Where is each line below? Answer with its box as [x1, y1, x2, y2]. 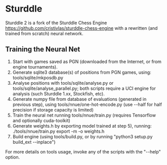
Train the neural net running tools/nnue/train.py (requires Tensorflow [12, 112, 156, 118]
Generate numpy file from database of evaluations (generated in [12, 96, 147, 102]
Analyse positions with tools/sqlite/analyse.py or [12, 80, 114, 86]
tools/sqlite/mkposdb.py [12, 74, 63, 81]
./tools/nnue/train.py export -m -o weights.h [12, 128, 105, 134]
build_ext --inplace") [12, 139, 56, 145]
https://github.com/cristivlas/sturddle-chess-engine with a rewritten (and [5, 25, 158, 31]
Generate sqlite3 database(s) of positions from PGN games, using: [12, 69, 152, 75]
